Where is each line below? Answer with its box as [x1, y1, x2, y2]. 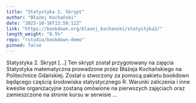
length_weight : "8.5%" [6, 31, 63, 37]
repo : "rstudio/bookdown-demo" [6, 37, 85, 43]
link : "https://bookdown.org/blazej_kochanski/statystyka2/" [6, 25, 163, 32]
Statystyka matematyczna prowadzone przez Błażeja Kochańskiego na [6, 65, 182, 72]
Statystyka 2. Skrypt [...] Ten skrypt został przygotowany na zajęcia [6, 58, 174, 66]
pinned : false [6, 43, 42, 49]
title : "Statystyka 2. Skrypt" [6, 8, 85, 15]
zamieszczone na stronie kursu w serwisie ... [6, 91, 117, 98]
